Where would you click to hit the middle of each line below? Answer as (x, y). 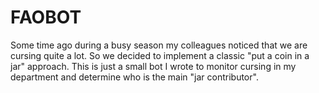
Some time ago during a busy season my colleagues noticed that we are (159, 45)
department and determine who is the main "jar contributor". (134, 77)
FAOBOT (46, 17)
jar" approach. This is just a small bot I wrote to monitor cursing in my (153, 66)
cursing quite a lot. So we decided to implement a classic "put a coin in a (160, 55)
